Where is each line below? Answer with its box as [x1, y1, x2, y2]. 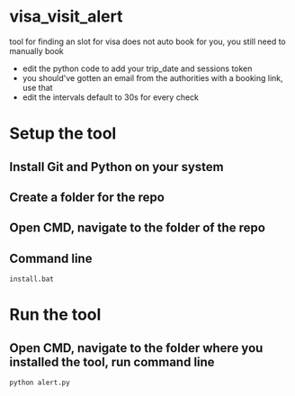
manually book [9, 45, 65, 56]
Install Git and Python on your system [9, 159, 225, 175]
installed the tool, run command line [9, 354, 215, 370]
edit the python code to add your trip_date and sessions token [22, 63, 253, 74]
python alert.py [9, 378, 70, 388]
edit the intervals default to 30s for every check [22, 92, 200, 103]
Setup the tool [9, 123, 117, 144]
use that [22, 82, 53, 93]
